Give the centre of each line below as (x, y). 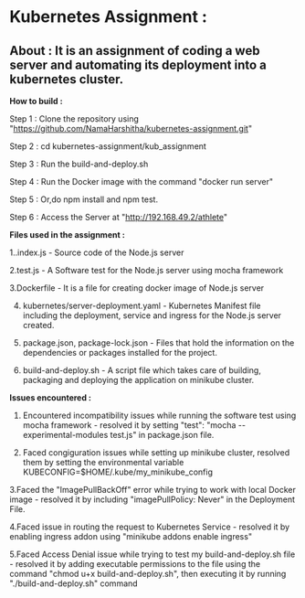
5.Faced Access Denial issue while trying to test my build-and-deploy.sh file (152, 554)
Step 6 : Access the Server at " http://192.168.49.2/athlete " (119, 217)
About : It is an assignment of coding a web (135, 51)
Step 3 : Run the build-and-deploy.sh (79, 164)
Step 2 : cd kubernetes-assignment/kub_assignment (108, 146)
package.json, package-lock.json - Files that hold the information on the (158, 343)
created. (38, 325)
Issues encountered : (50, 398)
